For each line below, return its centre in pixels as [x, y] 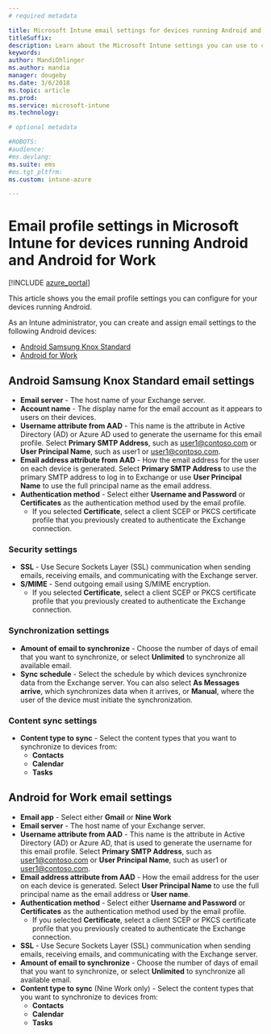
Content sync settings [53, 720]
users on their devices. [58, 417]
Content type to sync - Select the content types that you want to [128, 737]
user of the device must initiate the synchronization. [106, 700]
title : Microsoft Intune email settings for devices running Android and [135, 30]
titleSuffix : [30, 38]
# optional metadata [43, 127]
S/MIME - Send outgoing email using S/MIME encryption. [115, 584]
